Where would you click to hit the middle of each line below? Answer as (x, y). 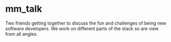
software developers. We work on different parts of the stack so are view (82, 28)
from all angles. (22, 34)
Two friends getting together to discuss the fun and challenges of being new (86, 23)
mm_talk (24, 9)
